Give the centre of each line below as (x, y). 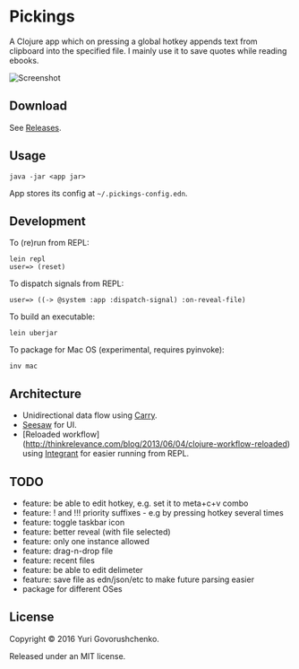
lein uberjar (34, 334)
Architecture (46, 393)
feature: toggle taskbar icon (73, 522)
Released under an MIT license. (68, 656)
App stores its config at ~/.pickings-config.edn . (98, 193)
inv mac (24, 366)
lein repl (28, 259)
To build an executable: (52, 317)
